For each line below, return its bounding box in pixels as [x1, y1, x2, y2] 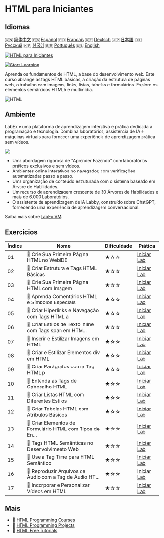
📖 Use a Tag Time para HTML [26, 453, 94, 460]
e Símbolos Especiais [26, 299, 76, 306]
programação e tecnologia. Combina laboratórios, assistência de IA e [5, 129, 144, 134]
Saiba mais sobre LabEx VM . [5, 214, 62, 219]
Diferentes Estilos [26, 397, 67, 404]
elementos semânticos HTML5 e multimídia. [5, 87, 94, 92]
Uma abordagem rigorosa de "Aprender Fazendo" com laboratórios [12, 157, 147, 163]
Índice [7, 242, 22, 249]
